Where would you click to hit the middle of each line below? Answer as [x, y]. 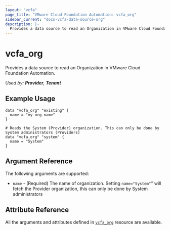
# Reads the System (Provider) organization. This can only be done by [82, 128]
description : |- [22, 24]
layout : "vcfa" [21, 10]
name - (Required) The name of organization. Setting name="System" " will [87, 183]
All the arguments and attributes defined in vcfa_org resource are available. [84, 222]
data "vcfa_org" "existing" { [37, 110]
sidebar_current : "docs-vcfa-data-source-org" [55, 19]
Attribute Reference [37, 210]
